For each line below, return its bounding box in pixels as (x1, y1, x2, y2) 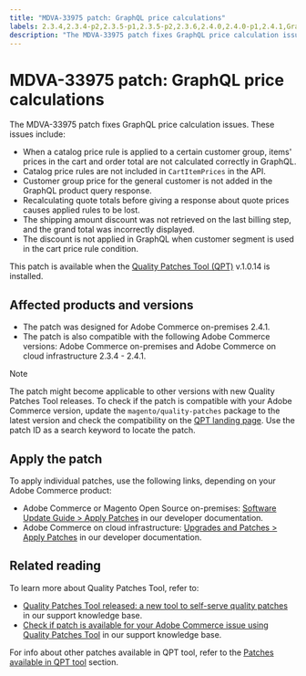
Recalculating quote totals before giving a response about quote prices (22, 195, 290, 206)
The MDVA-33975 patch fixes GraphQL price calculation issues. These (9, 120, 275, 130)
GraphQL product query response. (22, 185, 152, 196)
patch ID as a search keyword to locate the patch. (9, 425, 196, 436)
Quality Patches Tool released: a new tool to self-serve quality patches (22, 599, 289, 611)
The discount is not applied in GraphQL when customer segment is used (22, 234, 294, 244)
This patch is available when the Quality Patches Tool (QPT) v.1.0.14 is (9, 261, 270, 272)
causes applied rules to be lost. (22, 204, 141, 215)
